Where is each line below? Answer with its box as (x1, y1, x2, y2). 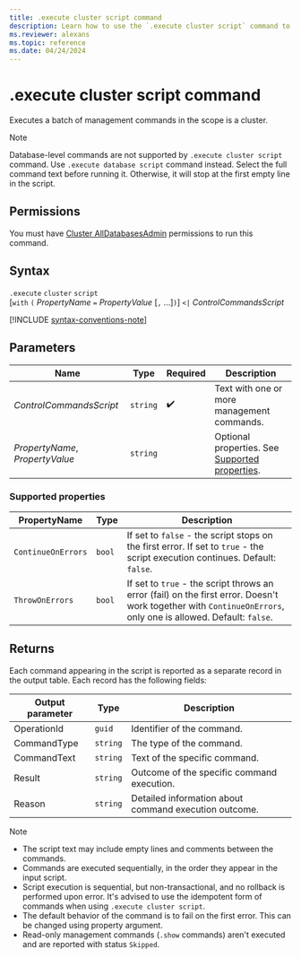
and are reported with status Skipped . (21, 938, 160, 949)
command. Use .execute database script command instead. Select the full (9, 159, 288, 170)
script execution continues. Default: (126, 551, 276, 563)
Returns (9, 641, 56, 657)
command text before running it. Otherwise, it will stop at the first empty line (9, 169, 291, 179)
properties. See (214, 441, 279, 454)
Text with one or (214, 382, 283, 395)
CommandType (13, 736, 79, 749)
